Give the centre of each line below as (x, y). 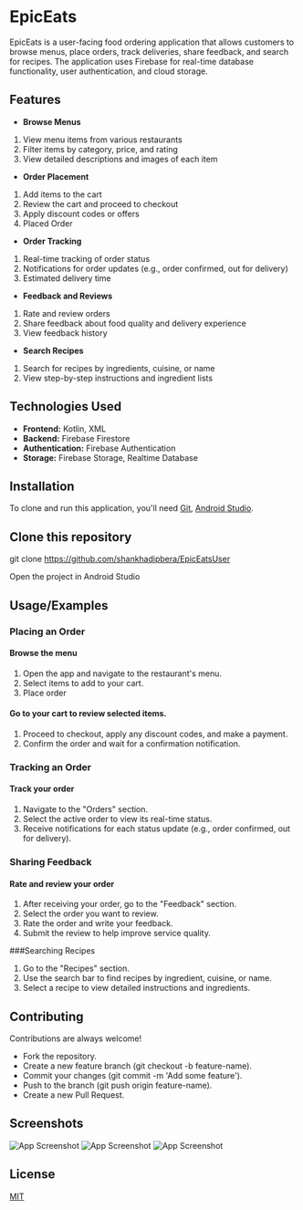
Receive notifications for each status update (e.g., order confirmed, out (156, 829)
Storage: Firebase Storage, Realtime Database (110, 457)
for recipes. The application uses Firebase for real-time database (131, 61)
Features (35, 100)
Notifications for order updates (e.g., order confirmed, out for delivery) (156, 268)
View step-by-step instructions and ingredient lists (117, 378)
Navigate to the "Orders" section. (85, 809)
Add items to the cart (62, 194)
